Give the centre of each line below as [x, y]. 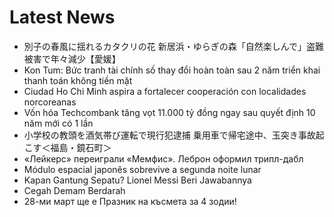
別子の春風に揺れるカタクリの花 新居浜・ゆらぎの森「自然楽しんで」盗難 [174, 46]
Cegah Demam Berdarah [74, 190]
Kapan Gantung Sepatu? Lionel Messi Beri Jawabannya [137, 180]
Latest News [62, 17]
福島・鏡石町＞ [81, 147]
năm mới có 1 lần [58, 123]
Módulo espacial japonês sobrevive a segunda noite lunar [142, 169]
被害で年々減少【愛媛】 [72, 58]
